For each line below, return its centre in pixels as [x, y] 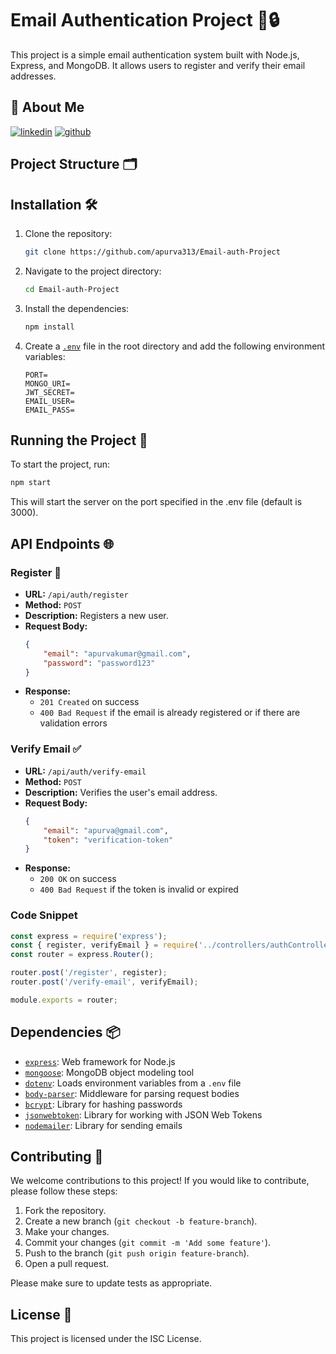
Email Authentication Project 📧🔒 [145, 20]
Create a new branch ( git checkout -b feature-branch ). [141, 1221]
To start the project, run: [60, 464]
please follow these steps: [64, 1191]
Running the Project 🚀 [79, 440]
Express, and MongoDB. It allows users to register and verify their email [158, 65]
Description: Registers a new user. [96, 615]
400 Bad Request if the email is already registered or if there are [170, 713]
